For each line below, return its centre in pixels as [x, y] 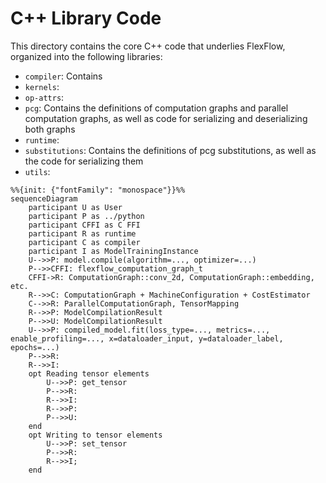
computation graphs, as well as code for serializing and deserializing [166, 118]
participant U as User [75, 207]
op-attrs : [44, 97]
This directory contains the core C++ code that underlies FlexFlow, [148, 46]
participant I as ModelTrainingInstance [113, 251]
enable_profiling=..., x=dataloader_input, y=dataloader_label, [147, 338]
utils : [37, 171]
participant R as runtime [82, 233]
